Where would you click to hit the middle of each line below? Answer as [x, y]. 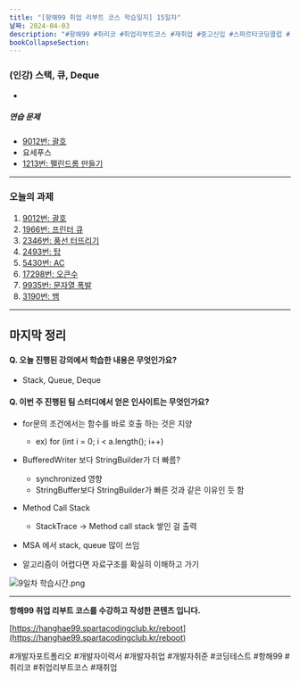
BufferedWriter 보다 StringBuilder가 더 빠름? [101, 460]
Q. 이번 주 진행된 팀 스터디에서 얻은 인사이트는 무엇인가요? [109, 402]
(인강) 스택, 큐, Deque [54, 75]
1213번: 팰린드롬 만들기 [62, 163]
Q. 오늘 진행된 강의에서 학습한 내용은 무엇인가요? [93, 360]
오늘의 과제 [32, 197]
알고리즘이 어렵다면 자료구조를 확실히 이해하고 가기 [110, 564]
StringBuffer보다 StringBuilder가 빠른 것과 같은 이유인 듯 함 [140, 490]
